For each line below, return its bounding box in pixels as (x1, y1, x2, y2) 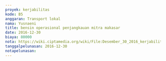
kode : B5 (5, 12, 23, 17)
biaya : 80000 (5, 35, 32, 40)
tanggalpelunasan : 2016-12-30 (5, 44, 68, 49)
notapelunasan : (5, 48, 37, 53)
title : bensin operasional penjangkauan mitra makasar (5, 26, 121, 30)
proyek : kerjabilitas (5, 7, 50, 12)
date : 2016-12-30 (5, 30, 41, 35)
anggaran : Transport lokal (5, 16, 61, 21)
